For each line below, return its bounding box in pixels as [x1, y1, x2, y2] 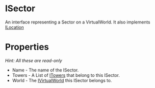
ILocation [5, 24, 24, 30]
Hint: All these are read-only [5, 57, 62, 64]
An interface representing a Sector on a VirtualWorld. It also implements [5, 19, 151, 25]
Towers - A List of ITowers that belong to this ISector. [12, 72, 120, 78]
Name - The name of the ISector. [12, 67, 79, 73]
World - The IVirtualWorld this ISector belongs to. [12, 77, 112, 83]
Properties [5, 42, 49, 53]
